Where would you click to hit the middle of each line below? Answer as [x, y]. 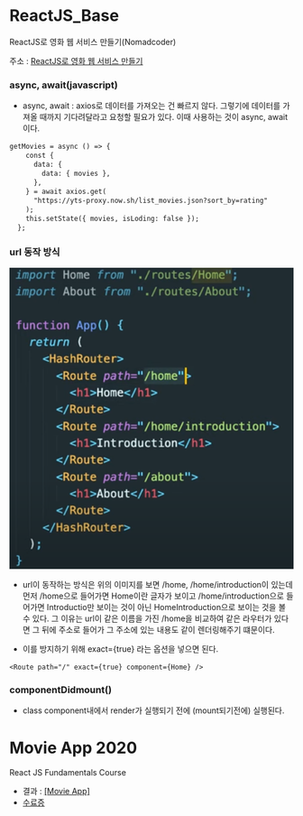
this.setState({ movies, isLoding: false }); [113, 219]
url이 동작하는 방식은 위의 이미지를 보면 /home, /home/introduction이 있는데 [157, 585]
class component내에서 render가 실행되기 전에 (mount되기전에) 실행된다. [153, 710]
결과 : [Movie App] [56, 792]
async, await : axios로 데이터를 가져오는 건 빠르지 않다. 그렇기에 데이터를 [151, 106]
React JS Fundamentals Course [68, 773]
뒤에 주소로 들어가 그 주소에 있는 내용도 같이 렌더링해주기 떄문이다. [158, 630]
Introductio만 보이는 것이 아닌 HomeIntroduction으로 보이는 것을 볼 [166, 607]
